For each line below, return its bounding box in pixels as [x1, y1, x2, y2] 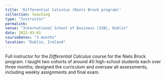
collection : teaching [5, 12, 50, 17]
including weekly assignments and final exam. [5, 69, 100, 75]
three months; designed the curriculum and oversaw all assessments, [5, 64, 148, 70]
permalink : [5, 21, 28, 26]
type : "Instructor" [5, 16, 46, 21]
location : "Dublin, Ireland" [5, 40, 66, 45]
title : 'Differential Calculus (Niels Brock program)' [5, 7, 122, 12]
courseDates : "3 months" [5, 35, 57, 40]
